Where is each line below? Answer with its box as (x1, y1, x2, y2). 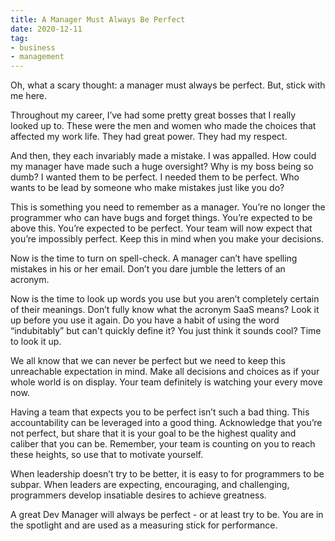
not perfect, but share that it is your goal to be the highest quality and (10, 427, 297, 440)
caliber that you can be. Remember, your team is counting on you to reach (10, 438, 316, 450)
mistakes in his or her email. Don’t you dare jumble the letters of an (10, 263, 286, 275)
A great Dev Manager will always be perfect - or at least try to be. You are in (10, 509, 324, 521)
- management (10, 52, 65, 62)
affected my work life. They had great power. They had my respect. (10, 131, 288, 143)
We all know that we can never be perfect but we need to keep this (10, 355, 286, 367)
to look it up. (10, 336, 62, 348)
